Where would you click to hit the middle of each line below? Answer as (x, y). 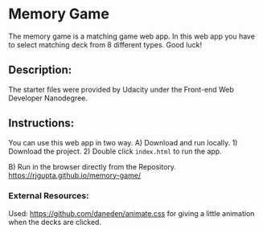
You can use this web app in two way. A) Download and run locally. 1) (123, 142)
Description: (40, 70)
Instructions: (41, 123)
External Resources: (49, 196)
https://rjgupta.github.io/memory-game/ (75, 175)
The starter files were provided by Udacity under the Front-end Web (121, 89)
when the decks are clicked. (55, 222)
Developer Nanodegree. (48, 98)
